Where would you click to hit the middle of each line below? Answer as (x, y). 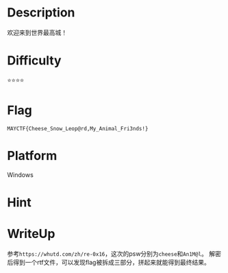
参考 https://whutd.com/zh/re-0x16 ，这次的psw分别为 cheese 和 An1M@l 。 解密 (114, 253)
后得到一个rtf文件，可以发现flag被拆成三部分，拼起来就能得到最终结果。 (109, 262)
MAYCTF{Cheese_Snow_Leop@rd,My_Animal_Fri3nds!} (78, 128)
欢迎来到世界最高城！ (37, 32)
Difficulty (34, 61)
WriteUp (31, 234)
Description (41, 13)
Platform (32, 156)
